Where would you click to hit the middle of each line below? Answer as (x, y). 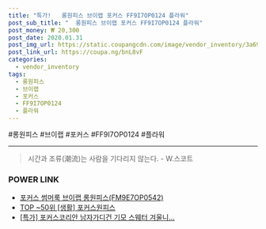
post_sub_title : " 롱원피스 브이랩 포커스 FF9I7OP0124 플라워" (106, 23)
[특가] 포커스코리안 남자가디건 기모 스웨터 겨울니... (97, 217)
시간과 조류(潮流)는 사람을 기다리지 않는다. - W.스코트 (110, 158)
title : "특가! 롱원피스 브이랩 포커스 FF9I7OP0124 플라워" (99, 15)
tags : (17, 74)
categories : (28, 60)
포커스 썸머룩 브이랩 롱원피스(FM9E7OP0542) (91, 197)
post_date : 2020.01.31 (46, 38)
